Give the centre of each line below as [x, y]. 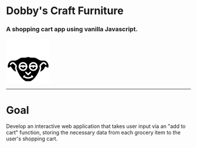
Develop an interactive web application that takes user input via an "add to [96, 126]
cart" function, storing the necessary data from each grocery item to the [93, 133]
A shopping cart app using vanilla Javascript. [72, 29]
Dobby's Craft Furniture [65, 11]
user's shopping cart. [32, 139]
